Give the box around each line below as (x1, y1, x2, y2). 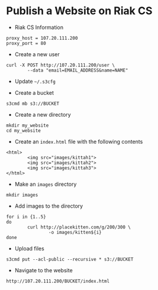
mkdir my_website (6, 123, 49, 128)
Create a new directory (14, 111, 71, 118)
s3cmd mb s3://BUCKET (6, 101, 60, 107)
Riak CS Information (14, 24, 64, 31)
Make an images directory (14, 181, 77, 188)
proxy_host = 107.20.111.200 (6, 35, 78, 41)
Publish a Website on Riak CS (6, 4, 153, 18)
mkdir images (6, 192, 38, 198)
